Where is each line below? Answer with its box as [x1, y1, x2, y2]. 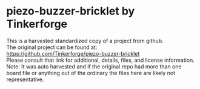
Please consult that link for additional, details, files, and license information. [6, 56, 195, 64]
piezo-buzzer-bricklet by [6, 4, 135, 18]
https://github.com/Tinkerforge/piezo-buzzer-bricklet [6, 50, 140, 57]
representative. [6, 76, 44, 83]
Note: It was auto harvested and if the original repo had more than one [6, 62, 182, 70]
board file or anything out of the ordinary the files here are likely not [6, 69, 176, 76]
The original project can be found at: [6, 44, 98, 51]
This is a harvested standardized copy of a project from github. [6, 37, 164, 44]
